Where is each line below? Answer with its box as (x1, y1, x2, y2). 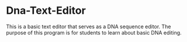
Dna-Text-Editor (6, 4, 86, 17)
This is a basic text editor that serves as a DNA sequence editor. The (6, 23, 171, 30)
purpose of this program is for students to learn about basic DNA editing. (6, 29, 182, 36)
